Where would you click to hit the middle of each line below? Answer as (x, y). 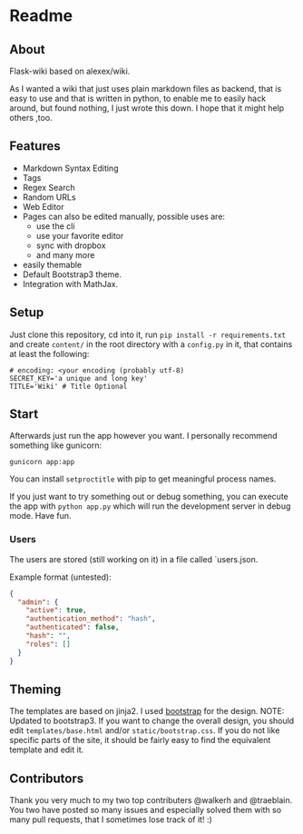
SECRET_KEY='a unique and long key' (78, 378)
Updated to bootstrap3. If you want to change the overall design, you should (152, 721)
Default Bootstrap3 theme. (72, 274)
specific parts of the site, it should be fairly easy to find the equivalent (140, 740)
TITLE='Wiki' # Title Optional (68, 386)
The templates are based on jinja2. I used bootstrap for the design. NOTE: (147, 711)
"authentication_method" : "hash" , (91, 619)
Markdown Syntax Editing (70, 168)
